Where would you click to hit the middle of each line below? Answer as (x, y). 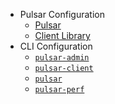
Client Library (62, 35)
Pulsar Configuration (62, 14)
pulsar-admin (62, 58)
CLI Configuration (56, 46)
